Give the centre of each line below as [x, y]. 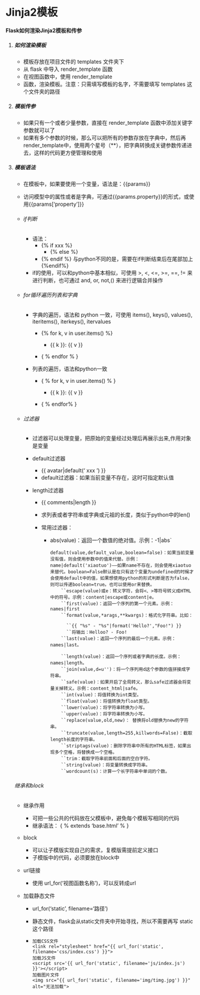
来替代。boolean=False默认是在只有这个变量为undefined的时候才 [122, 572]
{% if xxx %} [57, 245]
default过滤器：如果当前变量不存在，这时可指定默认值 [107, 478]
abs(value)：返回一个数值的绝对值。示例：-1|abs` [111, 540]
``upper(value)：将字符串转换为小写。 [104, 714]
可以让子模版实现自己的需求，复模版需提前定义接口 [95, 850]
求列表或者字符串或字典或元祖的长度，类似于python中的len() [116, 515]
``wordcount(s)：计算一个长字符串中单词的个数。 [115, 772]
